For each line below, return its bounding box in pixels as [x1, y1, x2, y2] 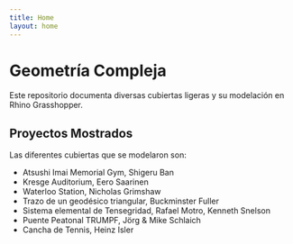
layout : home [9, 22, 59, 31]
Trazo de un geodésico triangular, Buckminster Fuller [22, 195, 219, 207]
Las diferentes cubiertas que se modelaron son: [9, 149, 187, 160]
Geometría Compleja [9, 60, 167, 81]
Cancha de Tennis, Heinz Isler [22, 224, 134, 235]
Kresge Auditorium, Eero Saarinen [22, 176, 149, 187]
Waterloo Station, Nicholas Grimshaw [22, 186, 161, 197]
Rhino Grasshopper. [9, 100, 84, 111]
